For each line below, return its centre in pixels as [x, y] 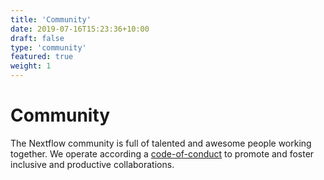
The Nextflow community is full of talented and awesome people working [161, 143]
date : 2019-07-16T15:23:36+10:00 [80, 29]
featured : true [42, 57]
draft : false [37, 38]
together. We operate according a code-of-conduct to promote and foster [162, 153]
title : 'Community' [51, 19]
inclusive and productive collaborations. [92, 164]
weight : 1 [31, 66]
